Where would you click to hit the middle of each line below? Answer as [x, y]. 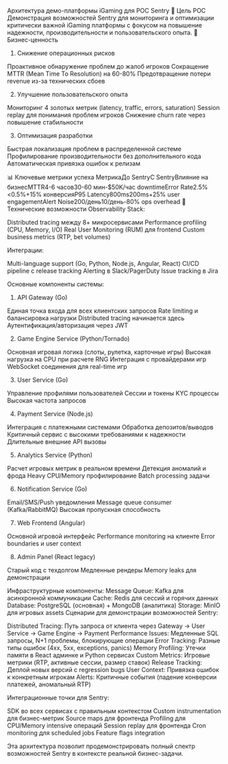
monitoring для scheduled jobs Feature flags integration [86, 733]
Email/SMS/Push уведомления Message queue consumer [90, 502]
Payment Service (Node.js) [55, 414]
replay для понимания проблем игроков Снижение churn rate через [106, 115]
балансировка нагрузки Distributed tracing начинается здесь [96, 318]
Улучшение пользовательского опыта [72, 94]
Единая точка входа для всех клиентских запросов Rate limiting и [103, 311]
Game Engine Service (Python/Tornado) [73, 339]
